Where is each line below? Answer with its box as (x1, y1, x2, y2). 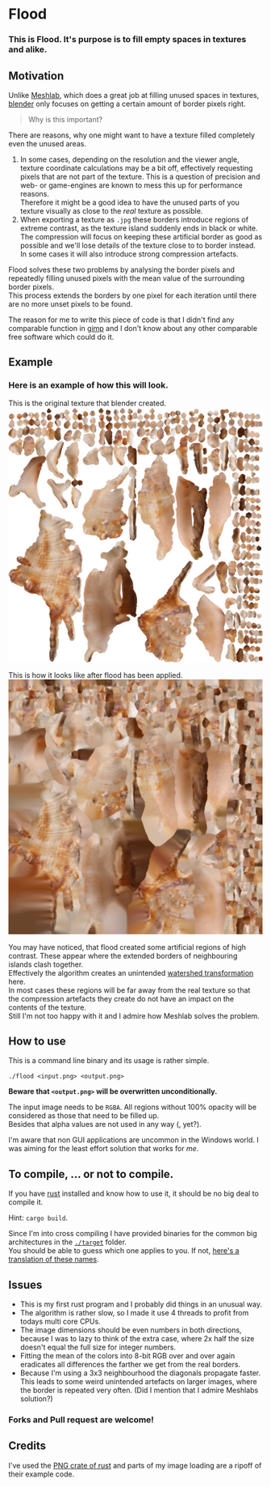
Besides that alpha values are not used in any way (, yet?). (8, 1120, 202, 1129)
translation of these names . (8, 1255, 99, 1265)
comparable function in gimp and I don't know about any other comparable (8, 323, 258, 333)
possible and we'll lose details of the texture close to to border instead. (19, 240, 256, 250)
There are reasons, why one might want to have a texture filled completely (8, 130, 256, 140)
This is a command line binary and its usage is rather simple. (8, 1056, 210, 1065)
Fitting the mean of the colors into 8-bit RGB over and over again (19, 1351, 236, 1361)
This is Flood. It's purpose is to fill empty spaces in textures (8, 34, 247, 45)
